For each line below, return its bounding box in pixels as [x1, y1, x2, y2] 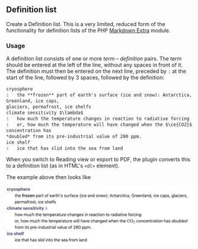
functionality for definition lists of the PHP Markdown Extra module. [6, 27, 171, 34]
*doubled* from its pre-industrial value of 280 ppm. [6, 133, 142, 140]
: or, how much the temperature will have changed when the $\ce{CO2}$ [6, 122, 193, 128]
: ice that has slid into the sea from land [6, 145, 123, 152]
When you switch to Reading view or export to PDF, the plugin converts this [6, 156, 191, 163]
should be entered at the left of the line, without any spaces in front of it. [6, 62, 183, 69]
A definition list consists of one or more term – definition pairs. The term [6, 55, 182, 62]
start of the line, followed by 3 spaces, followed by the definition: [6, 74, 165, 81]
